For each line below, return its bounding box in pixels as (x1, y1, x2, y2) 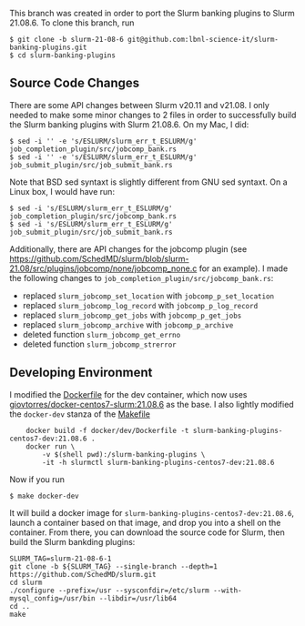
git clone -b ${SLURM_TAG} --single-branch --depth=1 (9, 561, 219, 571)
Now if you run (9, 473, 66, 485)
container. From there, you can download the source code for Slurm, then (9, 527, 285, 538)
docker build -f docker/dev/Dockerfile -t (25, 426, 189, 435)
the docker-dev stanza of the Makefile (9, 409, 150, 419)
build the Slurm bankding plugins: (9, 536, 136, 547)
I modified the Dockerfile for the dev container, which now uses (9, 389, 248, 399)
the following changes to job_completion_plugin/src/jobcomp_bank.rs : (9, 272, 274, 283)
